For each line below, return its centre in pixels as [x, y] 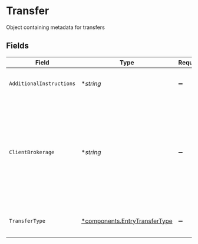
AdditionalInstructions [42, 83]
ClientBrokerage [32, 152]
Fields [18, 46]
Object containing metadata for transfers [55, 27]
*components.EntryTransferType [127, 221]
